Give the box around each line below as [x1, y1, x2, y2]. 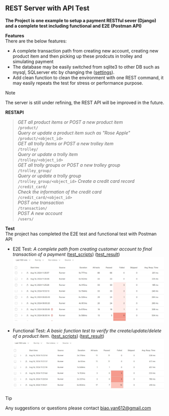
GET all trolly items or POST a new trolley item [17, 140, 114, 146]
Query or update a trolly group [17, 173, 82, 179]
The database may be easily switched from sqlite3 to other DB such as [12, 64, 160, 70]
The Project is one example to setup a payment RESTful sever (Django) [5, 17, 156, 23]
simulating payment [12, 58, 54, 65]
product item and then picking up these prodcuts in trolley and [12, 53, 142, 59]
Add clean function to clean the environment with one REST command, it [12, 74, 164, 80]
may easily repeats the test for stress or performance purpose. [12, 80, 144, 86]
